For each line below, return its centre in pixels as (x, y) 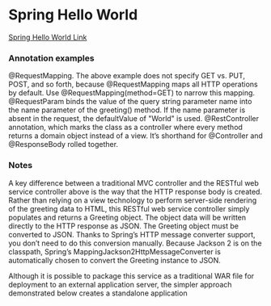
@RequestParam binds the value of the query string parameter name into (130, 102)
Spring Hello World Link (48, 37)
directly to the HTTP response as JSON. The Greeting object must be (124, 226)
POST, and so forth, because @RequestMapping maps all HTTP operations (133, 84)
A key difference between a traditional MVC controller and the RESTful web (133, 182)
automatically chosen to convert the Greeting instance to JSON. (114, 260)
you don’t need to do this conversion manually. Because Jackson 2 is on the (135, 243)
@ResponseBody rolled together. (64, 145)
